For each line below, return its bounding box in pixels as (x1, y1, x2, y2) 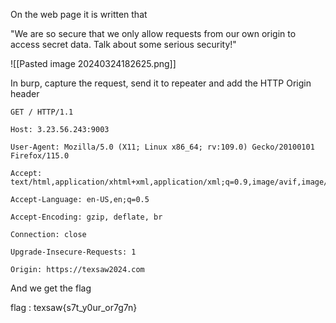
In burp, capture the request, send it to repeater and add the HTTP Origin (10, 77, 312, 89)
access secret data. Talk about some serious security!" (10, 39, 237, 50)
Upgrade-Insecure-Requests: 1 (10, 247, 137, 257)
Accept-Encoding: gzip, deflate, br (10, 212, 163, 222)
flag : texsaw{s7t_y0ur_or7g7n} (10, 302, 138, 313)
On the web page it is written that (10, 9, 148, 20)
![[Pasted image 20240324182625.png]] (10, 58, 177, 69)
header (10, 88, 40, 99)
